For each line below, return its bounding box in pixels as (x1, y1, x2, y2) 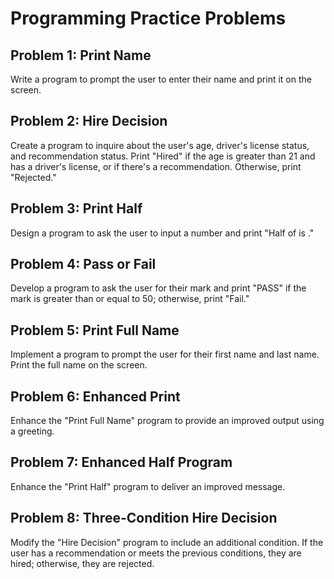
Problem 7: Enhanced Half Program (10, 454, 233, 471)
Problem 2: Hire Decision (10, 113, 168, 130)
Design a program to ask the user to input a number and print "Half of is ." (10, 227, 315, 239)
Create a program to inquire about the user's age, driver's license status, (10, 139, 310, 151)
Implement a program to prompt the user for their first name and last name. (10, 348, 320, 361)
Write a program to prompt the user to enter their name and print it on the (10, 73, 312, 85)
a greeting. (10, 425, 55, 437)
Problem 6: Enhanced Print (10, 388, 181, 405)
